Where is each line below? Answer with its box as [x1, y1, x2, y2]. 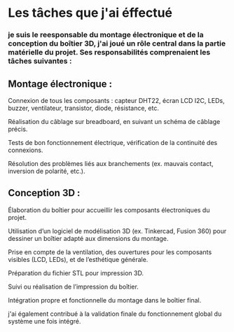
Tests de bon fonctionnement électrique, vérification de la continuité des [8, 138, 218, 146]
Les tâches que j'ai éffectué [8, 5, 173, 21]
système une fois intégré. [8, 317, 81, 325]
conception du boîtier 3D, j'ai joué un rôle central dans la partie [8, 39, 226, 48]
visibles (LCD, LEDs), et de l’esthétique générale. [8, 255, 149, 263]
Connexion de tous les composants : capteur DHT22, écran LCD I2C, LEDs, [8, 96, 225, 104]
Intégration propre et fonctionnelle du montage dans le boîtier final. [8, 296, 202, 304]
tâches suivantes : [8, 56, 72, 66]
